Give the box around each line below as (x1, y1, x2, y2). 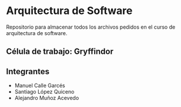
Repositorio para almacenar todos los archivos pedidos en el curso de (6, 23, 176, 30)
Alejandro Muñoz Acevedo (14, 95, 79, 102)
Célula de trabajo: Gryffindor (6, 47, 113, 57)
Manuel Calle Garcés (14, 82, 66, 89)
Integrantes (6, 66, 50, 77)
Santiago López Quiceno (14, 88, 75, 95)
